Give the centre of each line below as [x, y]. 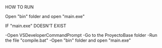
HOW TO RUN [20, 7]
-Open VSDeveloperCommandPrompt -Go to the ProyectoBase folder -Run [81, 35]
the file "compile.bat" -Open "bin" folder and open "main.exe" [68, 40]
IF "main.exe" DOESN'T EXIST [36, 26]
